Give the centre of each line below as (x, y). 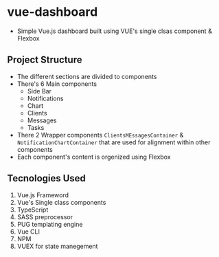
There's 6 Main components (57, 84)
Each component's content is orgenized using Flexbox (94, 157)
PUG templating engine (50, 224)
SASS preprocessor (45, 216)
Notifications (45, 98)
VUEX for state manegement (57, 246)
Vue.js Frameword (43, 195)
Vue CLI (28, 232)
